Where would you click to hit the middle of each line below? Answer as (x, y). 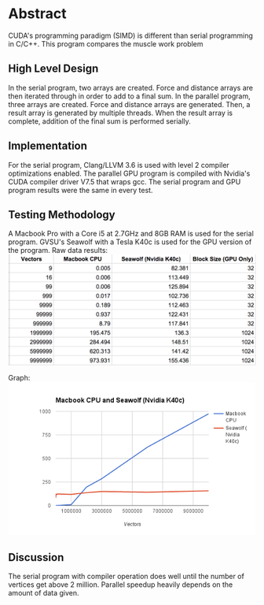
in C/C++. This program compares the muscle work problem (106, 43)
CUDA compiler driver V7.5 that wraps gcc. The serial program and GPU (125, 181)
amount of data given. (44, 593)
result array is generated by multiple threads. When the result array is (121, 113)
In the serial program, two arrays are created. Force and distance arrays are (131, 87)
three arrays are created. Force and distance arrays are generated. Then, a (129, 104)
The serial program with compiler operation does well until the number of (126, 577)
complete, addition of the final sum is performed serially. (99, 121)
